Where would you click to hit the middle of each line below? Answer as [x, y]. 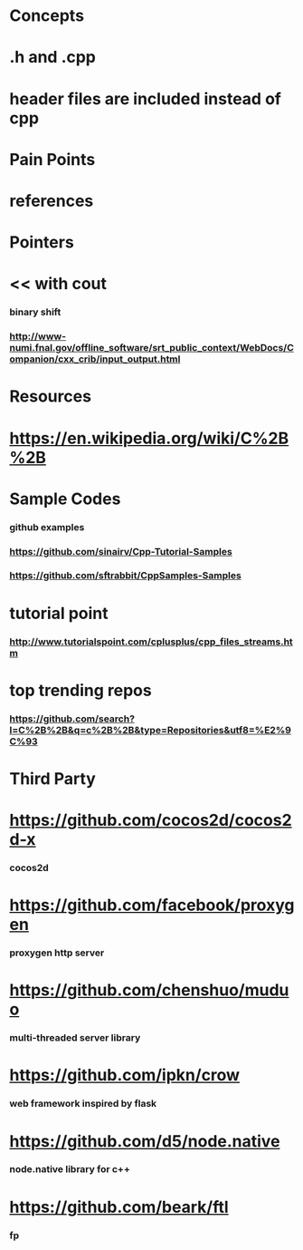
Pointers [42, 242]
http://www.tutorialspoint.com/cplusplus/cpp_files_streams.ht [151, 642]
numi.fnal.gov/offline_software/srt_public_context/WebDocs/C [151, 348]
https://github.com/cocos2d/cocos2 [151, 820]
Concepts [47, 16]
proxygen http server [57, 953]
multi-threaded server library [75, 1038]
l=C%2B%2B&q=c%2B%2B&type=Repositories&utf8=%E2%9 [151, 730]
